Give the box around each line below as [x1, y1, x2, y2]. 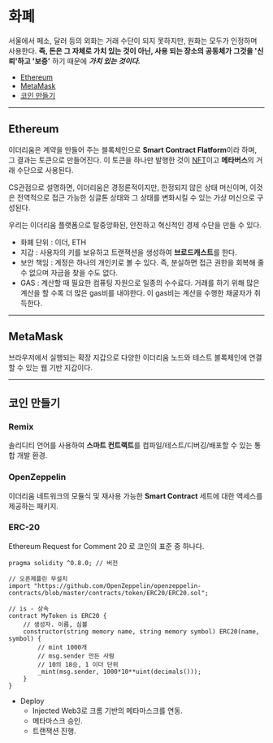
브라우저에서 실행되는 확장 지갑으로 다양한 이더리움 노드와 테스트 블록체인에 [8, 352, 248, 362]
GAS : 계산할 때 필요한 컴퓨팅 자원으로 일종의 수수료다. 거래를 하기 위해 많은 [19, 278, 260, 287]
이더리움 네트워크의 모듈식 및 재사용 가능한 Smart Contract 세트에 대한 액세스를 [8, 490, 263, 500]
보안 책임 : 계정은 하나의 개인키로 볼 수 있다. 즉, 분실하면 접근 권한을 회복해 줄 [19, 257, 265, 267]
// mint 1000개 [37, 643, 88, 651]
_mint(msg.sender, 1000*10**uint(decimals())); [37, 667, 201, 676]
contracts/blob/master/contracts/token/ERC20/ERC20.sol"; [8, 589, 209, 597]
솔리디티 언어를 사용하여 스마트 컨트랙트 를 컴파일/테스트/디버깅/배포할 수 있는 [8, 440, 253, 451]
